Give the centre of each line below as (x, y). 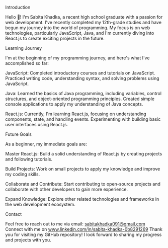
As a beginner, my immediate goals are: (46, 144)
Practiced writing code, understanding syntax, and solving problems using (82, 78)
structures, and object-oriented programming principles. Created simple (80, 99)
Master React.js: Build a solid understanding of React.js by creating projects (84, 154)
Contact (13, 214)
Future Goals (18, 134)
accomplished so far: (27, 63)
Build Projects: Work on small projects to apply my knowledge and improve (83, 169)
